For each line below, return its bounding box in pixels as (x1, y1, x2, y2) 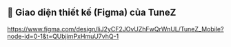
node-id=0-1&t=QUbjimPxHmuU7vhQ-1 (7, 32, 119, 40)
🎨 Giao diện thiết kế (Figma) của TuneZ (7, 7, 177, 18)
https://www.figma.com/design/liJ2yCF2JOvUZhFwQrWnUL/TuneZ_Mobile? (7, 25, 224, 33)
